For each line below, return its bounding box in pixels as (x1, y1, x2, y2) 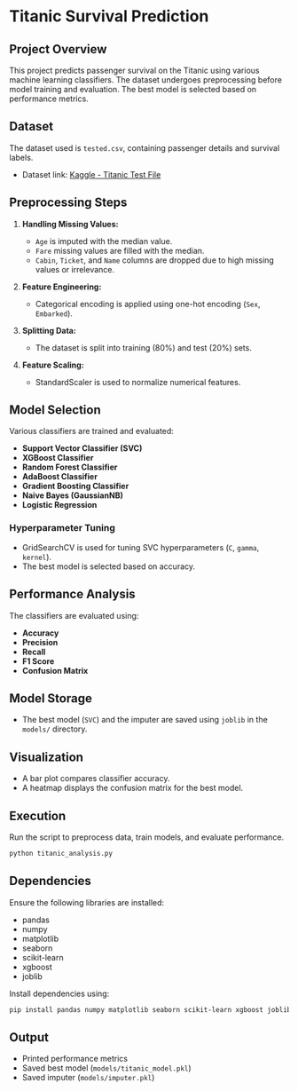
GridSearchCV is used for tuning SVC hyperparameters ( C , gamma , (21, 542, 260, 552)
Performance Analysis (9, 587, 136, 602)
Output (9, 1030, 49, 1045)
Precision (21, 636, 59, 647)
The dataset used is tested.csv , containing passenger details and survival (9, 142, 280, 153)
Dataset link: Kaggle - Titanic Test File (21, 169, 161, 179)
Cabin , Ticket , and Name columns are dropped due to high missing (35, 255, 275, 265)
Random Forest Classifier (21, 462, 118, 472)
